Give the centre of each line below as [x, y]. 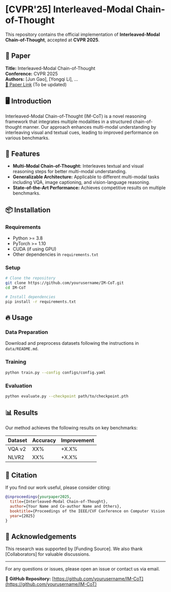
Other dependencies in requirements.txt [55, 254]
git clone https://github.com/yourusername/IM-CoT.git [65, 283]
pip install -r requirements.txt [41, 302]
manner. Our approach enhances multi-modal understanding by [89, 127]
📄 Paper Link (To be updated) [36, 84]
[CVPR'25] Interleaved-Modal [69, 9]
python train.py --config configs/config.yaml [55, 372]
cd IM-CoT [16, 288]
